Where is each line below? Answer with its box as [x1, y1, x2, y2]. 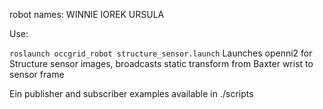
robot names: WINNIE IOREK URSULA [9, 9, 165, 20]
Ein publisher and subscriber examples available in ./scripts [9, 88, 254, 99]
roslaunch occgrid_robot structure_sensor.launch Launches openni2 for [9, 47, 313, 59]
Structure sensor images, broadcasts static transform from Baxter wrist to [9, 58, 314, 69]
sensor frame [9, 69, 65, 80]
